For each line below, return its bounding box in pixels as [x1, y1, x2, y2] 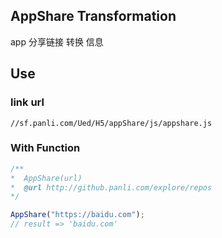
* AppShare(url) [10, 173, 83, 183]
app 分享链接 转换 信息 [10, 35, 104, 48]
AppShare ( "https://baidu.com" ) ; [10, 210, 145, 220]
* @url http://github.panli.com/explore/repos [10, 182, 213, 193]
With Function [10, 141, 81, 155]
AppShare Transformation [10, 8, 177, 25]
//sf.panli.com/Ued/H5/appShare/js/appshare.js [10, 118, 213, 128]
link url [10, 95, 45, 109]
